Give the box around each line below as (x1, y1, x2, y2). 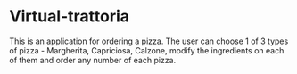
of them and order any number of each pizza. (9, 54, 177, 65)
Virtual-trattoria (9, 6, 130, 27)
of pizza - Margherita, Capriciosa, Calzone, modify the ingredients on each (9, 45, 285, 55)
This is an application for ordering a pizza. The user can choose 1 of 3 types (9, 36, 289, 46)
